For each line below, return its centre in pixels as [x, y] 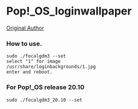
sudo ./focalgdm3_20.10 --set [44, 100]
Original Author [25, 28]
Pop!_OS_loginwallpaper [69, 11]
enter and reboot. [29, 72]
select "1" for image [34, 62]
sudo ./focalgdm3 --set [36, 56]
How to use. [24, 44]
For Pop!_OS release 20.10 [45, 87]
